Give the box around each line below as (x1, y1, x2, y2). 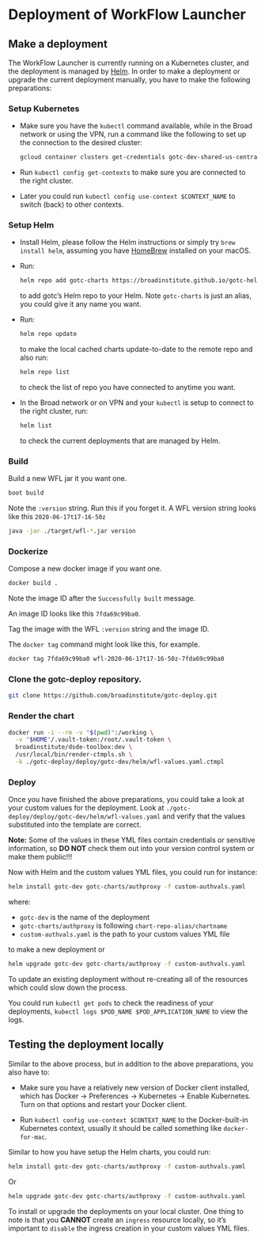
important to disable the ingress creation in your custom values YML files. (8, 1223, 250, 1233)
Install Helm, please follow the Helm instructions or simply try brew (19, 238, 236, 247)
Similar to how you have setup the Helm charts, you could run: (8, 1147, 211, 1156)
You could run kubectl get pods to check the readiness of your (8, 998, 214, 1007)
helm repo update (19, 330, 78, 338)
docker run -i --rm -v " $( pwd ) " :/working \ (8, 728, 154, 736)
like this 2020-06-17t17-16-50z (8, 512, 107, 521)
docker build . (8, 579, 59, 587)
